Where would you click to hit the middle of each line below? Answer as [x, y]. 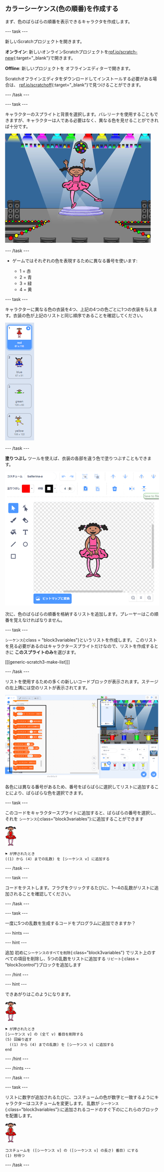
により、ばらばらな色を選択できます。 [47, 793]
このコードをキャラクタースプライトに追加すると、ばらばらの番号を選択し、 [82, 813]
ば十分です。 [18, 126]
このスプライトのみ [34, 652]
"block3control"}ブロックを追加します [43, 965]
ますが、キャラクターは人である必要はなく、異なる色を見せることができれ [84, 120]
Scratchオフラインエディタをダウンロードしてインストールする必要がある [79, 79]
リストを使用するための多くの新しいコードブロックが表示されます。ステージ [82, 681]
